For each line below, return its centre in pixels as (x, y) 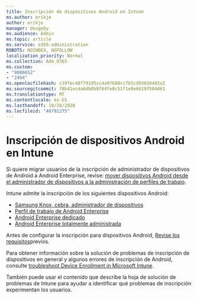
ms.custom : (20, 67)
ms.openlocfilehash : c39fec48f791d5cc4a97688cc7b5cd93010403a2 (86, 84)
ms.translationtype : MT (35, 94)
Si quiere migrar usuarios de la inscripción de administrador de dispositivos (98, 169)
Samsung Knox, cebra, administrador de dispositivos (79, 205)
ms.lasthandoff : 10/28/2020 (41, 105)
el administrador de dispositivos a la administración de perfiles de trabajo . (96, 182)
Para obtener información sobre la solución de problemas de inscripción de (98, 253)
